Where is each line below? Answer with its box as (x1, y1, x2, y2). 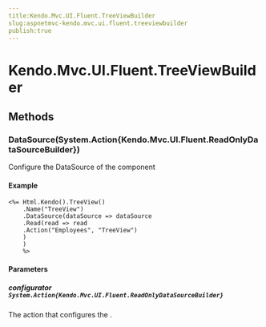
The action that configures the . (8, 310, 112, 320)
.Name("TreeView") (22, 205, 84, 213)
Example (8, 180, 38, 190)
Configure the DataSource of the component (8, 162, 156, 172)
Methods (8, 110, 54, 123)
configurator (8, 282, 52, 293)
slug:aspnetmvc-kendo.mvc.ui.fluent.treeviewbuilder (8, 19, 188, 27)
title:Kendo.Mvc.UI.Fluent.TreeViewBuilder (8, 11, 156, 20)
